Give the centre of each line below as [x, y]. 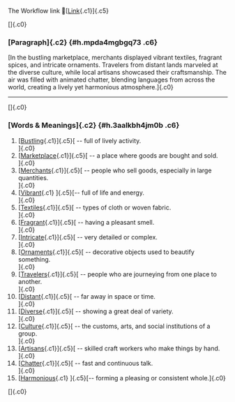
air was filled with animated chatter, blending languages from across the [112, 80]
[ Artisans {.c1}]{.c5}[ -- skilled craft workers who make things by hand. [119, 348]
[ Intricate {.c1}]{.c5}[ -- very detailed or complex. [88, 237]
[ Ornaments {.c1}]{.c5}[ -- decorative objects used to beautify [106, 252]
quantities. [33, 177]
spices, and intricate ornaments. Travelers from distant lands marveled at [113, 65]
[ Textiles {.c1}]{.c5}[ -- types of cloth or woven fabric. [94, 207]
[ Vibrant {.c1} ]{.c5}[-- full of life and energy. [81, 193]
